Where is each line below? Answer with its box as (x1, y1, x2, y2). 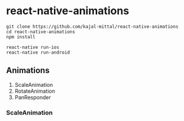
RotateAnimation (14, 87, 55, 94)
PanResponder (14, 93, 51, 101)
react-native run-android (6, 49, 70, 55)
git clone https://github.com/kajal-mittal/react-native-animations (6, 24, 179, 30)
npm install (6, 34, 35, 40)
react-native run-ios (6, 44, 60, 50)
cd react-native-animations (6, 28, 76, 35)
